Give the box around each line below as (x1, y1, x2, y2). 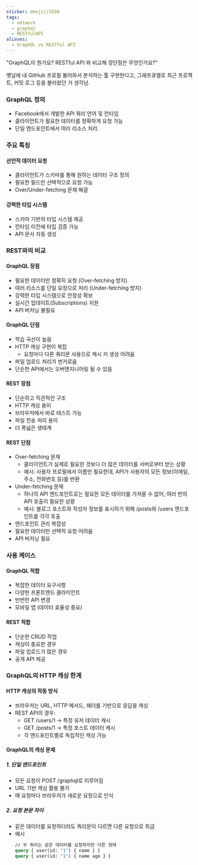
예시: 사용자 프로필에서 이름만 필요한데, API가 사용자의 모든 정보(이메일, (23, 468, 190, 475)
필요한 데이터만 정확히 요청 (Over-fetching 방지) (14, 277, 128, 284)
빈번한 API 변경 (14, 596, 51, 604)
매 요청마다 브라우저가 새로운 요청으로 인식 (14, 792, 114, 799)
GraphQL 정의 (6, 95, 46, 104)
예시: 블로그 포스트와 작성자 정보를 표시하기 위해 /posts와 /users (23, 505, 174, 512)
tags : (6, 14, 20, 20)
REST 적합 (6, 618, 31, 625)
